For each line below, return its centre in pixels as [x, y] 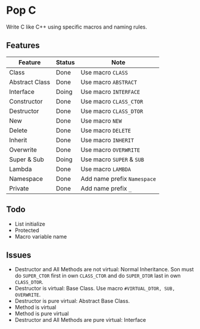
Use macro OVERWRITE [110, 149]
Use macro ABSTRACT [109, 82]
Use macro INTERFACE [110, 92]
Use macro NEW [101, 121]
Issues [19, 255]
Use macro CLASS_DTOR [112, 111]
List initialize [30, 224]
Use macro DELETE [106, 130]
